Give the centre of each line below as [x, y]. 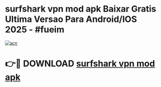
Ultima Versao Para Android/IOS [71, 19]
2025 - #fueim [35, 30]
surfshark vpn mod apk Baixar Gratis [81, 9]
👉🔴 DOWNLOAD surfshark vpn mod [80, 64]
